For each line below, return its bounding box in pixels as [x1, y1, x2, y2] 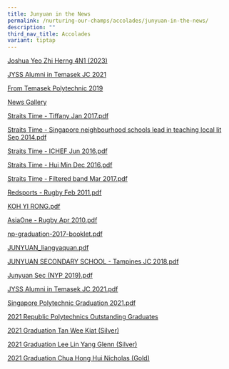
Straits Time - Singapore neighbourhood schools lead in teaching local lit [7, 125, 222, 134]
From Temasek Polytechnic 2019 [7, 84, 103, 93]
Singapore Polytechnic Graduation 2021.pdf [7, 298, 136, 307]
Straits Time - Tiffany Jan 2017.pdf [7, 112, 109, 120]
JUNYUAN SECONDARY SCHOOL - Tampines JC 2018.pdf [7, 257, 180, 266]
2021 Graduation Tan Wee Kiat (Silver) [7, 326, 120, 335]
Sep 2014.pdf [7, 133, 47, 142]
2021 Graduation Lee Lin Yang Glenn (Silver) [7, 340, 138, 349]
